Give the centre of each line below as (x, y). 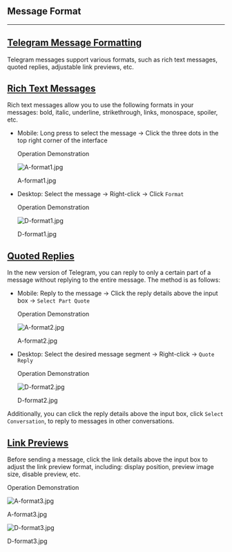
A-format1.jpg (37, 181)
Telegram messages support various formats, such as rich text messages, (113, 59)
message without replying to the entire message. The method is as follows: (114, 280)
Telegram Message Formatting (75, 43)
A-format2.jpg (37, 341)
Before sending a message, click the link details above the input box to (108, 459)
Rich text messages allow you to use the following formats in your (100, 105)
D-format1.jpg (37, 234)
